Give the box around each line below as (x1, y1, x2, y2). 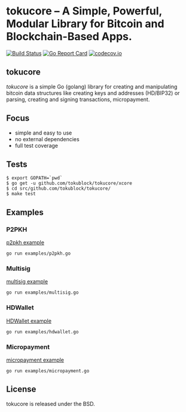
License (6, 384, 36, 395)
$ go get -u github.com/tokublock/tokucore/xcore (6, 180, 133, 187)
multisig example (6, 278, 48, 285)
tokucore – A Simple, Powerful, (6, 4, 163, 18)
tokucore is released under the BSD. (6, 400, 95, 407)
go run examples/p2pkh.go (6, 250, 71, 256)
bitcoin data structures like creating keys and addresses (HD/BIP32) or (6, 89, 180, 97)
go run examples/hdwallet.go (6, 329, 79, 335)
